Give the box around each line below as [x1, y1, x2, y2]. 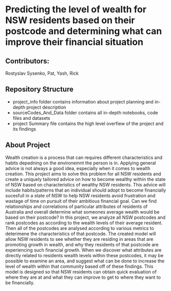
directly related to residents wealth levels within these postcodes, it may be [5, 252, 164, 258]
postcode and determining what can [5, 26, 162, 37]
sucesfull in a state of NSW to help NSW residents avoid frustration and [5, 192, 156, 198]
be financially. [5, 279, 35, 285]
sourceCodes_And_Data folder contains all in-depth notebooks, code [12, 109, 158, 116]
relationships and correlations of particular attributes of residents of [5, 203, 148, 210]
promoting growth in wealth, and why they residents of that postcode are [5, 241, 159, 247]
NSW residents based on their [5, 14, 135, 26]
